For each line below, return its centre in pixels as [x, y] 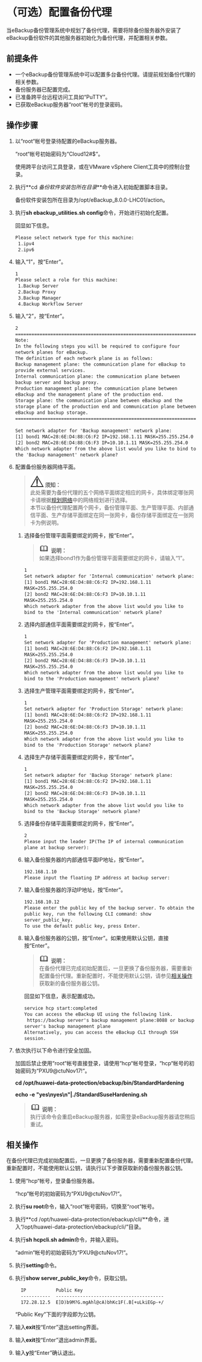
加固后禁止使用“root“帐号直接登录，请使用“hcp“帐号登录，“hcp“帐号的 [102, 1063]
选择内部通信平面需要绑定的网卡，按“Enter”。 [80, 624]
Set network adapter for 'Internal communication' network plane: [109, 576]
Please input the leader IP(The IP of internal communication [104, 841]
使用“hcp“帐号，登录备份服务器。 [56, 1181]
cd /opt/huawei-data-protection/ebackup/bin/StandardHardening [99, 1083]
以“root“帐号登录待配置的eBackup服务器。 [68, 141]
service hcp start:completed [61, 1008]
